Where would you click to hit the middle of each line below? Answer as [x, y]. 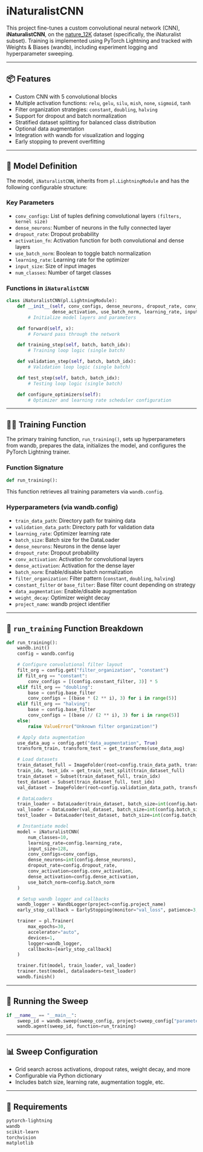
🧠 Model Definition [42, 166]
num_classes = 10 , [48, 837]
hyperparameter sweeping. [40, 53]
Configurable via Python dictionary [58, 1076]
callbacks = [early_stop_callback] [70, 949]
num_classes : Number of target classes [63, 272]
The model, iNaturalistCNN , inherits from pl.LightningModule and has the [98, 181]
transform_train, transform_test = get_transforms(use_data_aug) [101, 748]
